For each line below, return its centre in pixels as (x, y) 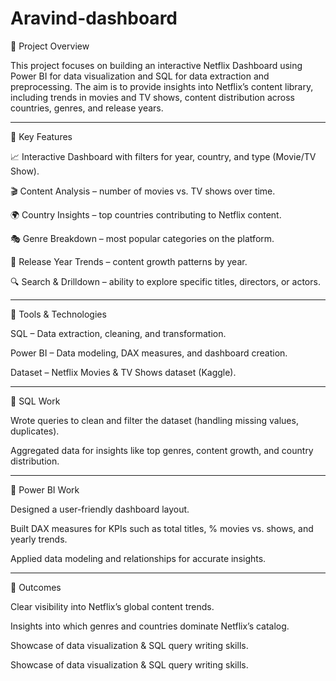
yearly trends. (39, 539)
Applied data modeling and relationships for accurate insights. (138, 558)
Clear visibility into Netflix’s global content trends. (112, 606)
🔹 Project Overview (50, 46)
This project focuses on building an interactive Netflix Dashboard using (156, 65)
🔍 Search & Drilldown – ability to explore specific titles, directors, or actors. (165, 281)
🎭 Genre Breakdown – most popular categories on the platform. (142, 238)
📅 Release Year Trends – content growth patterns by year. (129, 261)
